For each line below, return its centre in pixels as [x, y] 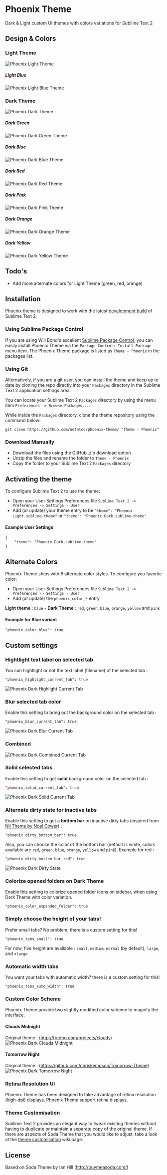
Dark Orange [19, 219]
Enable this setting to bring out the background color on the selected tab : [81, 712]
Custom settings [32, 645]
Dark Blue [16, 147]
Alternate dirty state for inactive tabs [51, 810]
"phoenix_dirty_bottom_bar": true [41, 835]
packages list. [19, 356]
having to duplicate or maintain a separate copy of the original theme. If [79, 1129]
